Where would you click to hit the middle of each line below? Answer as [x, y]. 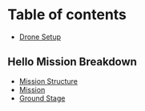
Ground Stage [42, 98]
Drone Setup [40, 37]
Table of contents [67, 15]
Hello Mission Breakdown [72, 62]
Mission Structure [48, 81]
